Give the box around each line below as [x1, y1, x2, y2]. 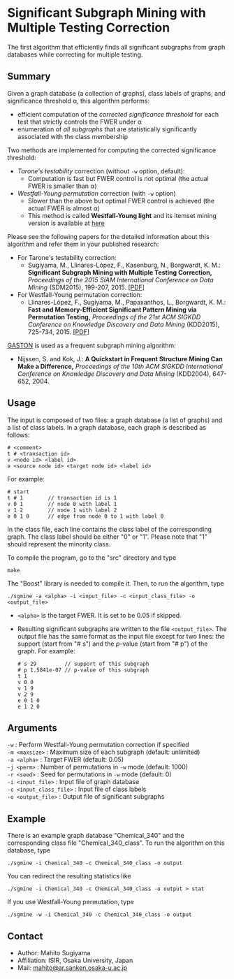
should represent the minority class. [7, 539, 111, 548]
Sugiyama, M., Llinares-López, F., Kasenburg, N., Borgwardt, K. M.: [27, 261, 221, 269]
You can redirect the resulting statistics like [7, 872, 131, 880]
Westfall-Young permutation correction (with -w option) [17, 189, 176, 197]
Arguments [7, 722, 58, 734]
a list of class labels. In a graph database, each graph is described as [7, 423, 207, 431]
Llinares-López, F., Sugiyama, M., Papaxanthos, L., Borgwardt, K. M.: [27, 298, 226, 306]
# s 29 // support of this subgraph [17, 660, 149, 667]
